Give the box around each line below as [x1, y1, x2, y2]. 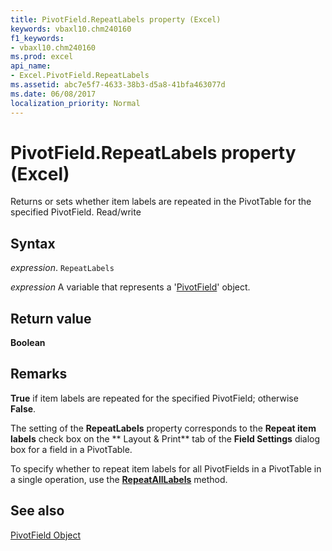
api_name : [10, 61, 52, 71]
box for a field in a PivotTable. [10, 443, 133, 455]
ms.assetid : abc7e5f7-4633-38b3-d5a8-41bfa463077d [10, 80, 226, 90]
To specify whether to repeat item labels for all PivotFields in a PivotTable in [10, 462, 322, 475]
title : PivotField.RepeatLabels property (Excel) [10, 14, 222, 25]
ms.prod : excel [10, 52, 74, 62]
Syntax [10, 235, 56, 252]
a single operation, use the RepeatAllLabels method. [10, 473, 228, 485]
